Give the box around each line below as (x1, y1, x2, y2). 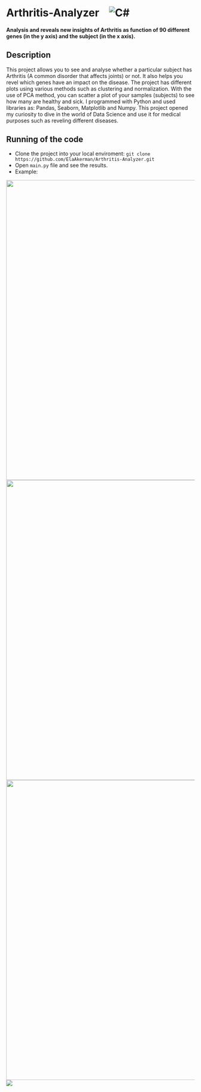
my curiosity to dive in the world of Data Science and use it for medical (6, 110, 181, 118)
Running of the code (6, 134, 84, 144)
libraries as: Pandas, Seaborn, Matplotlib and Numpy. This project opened (6, 104, 188, 111)
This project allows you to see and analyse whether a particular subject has (6, 66, 193, 73)
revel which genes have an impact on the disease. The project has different (6, 79, 192, 86)
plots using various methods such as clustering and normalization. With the (6, 85, 192, 92)
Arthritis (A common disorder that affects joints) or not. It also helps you (6, 72, 184, 79)
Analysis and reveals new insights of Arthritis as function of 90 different (6, 26, 190, 33)
